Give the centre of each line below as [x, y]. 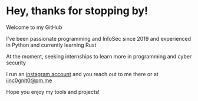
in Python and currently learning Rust [51, 45]
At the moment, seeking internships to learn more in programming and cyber [99, 56]
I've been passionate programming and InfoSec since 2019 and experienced [99, 38]
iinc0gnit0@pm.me [29, 80]
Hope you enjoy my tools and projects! [53, 92]
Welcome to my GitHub [34, 27]
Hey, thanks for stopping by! [77, 11]
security [16, 63]
